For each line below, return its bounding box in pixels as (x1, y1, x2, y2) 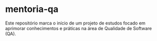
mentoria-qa (5, 3, 59, 15)
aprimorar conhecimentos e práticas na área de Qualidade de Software (5, 25, 152, 31)
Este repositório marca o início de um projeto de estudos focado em (5, 20, 145, 26)
